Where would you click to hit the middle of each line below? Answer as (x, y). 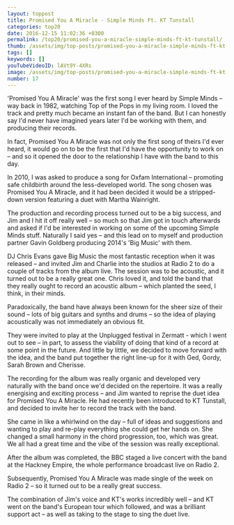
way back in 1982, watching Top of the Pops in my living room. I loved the (112, 106)
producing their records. (42, 128)
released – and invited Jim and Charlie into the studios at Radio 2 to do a (111, 264)
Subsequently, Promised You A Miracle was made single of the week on (110, 478)
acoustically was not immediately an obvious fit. (76, 322)
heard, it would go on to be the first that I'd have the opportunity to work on (116, 149)
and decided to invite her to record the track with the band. (92, 408)
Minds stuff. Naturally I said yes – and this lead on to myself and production (115, 235)
